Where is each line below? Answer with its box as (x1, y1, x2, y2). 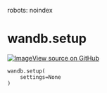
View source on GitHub (32, 54, 100, 62)
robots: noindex (7, 6, 53, 14)
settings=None (20, 73, 61, 80)
